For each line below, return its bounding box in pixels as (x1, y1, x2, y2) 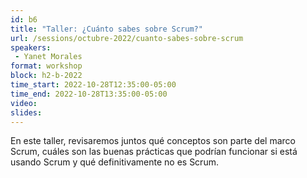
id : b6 (10, 14, 38, 25)
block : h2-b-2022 (10, 71, 83, 81)
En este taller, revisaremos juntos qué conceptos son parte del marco (10, 135, 296, 147)
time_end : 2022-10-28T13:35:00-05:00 (10, 89, 168, 99)
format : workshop (10, 61, 83, 71)
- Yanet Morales (14, 52, 83, 62)
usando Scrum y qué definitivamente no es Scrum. (10, 156, 219, 168)
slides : (10, 107, 43, 118)
